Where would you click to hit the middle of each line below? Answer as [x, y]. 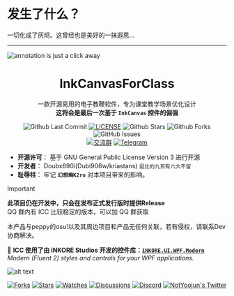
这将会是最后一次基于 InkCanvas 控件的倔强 [117, 112]
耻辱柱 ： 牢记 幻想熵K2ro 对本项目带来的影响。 [83, 175]
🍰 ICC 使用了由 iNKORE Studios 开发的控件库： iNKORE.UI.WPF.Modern [106, 250]
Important [21, 188]
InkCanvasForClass [117, 84]
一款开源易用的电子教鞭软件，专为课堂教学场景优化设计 [117, 104]
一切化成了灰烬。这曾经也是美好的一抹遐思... [71, 35]
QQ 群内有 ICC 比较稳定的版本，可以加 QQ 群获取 [78, 212]
